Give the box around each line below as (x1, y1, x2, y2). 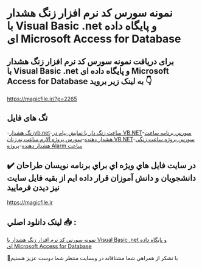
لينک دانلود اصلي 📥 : (7, 217, 77, 228)
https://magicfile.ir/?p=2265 (7, 95, 78, 102)
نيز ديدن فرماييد (7, 183, 60, 193)
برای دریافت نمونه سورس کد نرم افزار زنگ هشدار (7, 56, 174, 66)
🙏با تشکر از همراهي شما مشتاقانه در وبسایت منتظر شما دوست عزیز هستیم (7, 255, 178, 262)
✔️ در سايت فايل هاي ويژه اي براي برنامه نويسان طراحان (7, 160, 197, 171)
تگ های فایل (7, 113, 48, 123)
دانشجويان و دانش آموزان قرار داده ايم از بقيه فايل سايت (7, 173, 197, 183)
